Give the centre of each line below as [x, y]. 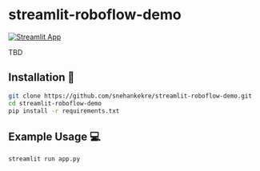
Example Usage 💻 [55, 136]
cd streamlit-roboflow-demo [55, 103]
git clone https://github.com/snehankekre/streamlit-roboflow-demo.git [130, 96]
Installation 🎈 [42, 78]
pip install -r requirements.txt [64, 111]
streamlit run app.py [44, 159]
